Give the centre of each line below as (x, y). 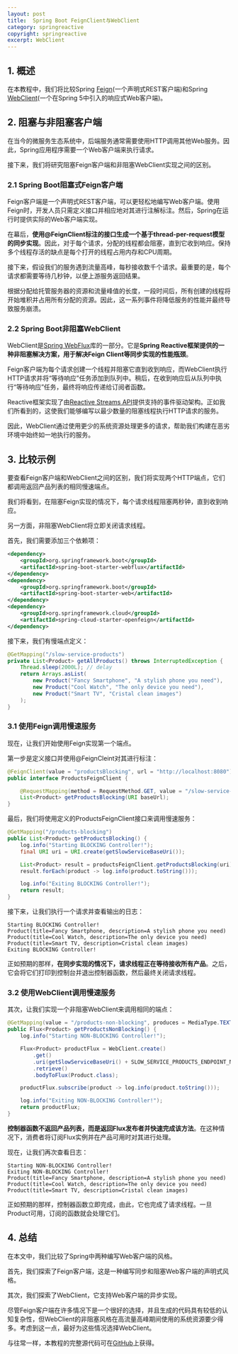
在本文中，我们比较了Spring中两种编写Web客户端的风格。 (92, 1256)
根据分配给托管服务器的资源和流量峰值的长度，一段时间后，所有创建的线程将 (119, 291)
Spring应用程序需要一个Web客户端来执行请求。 (89, 149)
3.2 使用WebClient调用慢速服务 (61, 992)
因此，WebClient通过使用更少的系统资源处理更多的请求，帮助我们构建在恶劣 (119, 426)
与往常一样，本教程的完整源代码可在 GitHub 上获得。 (83, 1343)
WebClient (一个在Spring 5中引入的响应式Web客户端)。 (87, 98)
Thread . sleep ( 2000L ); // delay (66, 667)
